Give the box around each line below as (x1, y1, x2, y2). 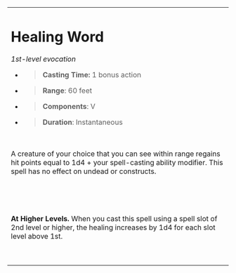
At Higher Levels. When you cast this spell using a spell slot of (11, 214, 218, 224)
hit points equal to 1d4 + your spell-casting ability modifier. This (11, 158, 223, 168)
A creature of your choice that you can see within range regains (11, 149, 221, 159)
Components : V (42, 102, 96, 112)
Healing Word (11, 27, 104, 46)
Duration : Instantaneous (42, 117, 123, 127)
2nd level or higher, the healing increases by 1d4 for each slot (11, 222, 216, 232)
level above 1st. (11, 232, 63, 241)
